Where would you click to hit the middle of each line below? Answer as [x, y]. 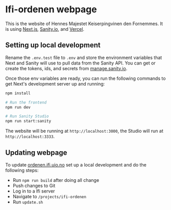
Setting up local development [53, 45]
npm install [18, 93]
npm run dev [18, 107]
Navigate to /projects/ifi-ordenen [50, 196]
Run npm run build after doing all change [56, 180]
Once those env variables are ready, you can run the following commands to [86, 78]
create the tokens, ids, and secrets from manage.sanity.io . [66, 68]
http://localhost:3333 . [30, 136]
